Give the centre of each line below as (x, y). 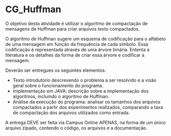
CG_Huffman (33, 9)
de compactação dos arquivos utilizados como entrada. (71, 113)
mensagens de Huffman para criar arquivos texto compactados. (72, 29)
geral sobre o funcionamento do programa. (58, 86)
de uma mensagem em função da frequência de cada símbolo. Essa (77, 44)
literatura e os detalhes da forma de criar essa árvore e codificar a (75, 55)
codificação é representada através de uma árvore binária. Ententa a (77, 49)
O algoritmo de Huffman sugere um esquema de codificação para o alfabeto (86, 39)
